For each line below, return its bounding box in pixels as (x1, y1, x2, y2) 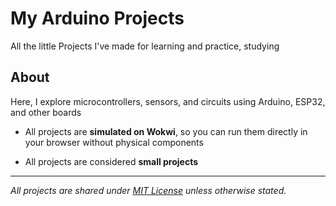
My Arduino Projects (10, 7, 185, 30)
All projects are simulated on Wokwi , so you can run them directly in (24, 125, 308, 137)
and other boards (10, 106, 82, 118)
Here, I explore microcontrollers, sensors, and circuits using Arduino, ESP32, (10, 95, 326, 107)
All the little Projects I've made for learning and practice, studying (10, 40, 280, 52)
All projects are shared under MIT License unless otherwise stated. (10, 184, 287, 196)
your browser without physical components (24, 136, 204, 148)
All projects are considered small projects (24, 155, 199, 167)
